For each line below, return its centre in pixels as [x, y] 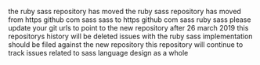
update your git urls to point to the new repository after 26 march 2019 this [128, 28]
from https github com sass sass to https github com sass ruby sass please [130, 20]
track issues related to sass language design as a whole [98, 53]
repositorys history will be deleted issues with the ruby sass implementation [130, 36]
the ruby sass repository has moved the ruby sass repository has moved [125, 11]
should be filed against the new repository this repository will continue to [126, 45]
